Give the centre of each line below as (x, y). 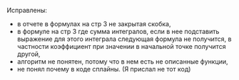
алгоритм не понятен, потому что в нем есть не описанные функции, (123, 62)
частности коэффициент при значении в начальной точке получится (121, 46)
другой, (29, 54)
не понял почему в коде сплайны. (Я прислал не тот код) (104, 69)
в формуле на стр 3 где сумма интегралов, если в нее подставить (118, 32)
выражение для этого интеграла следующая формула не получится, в (124, 39)
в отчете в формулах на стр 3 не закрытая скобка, (94, 24)
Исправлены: (27, 10)
